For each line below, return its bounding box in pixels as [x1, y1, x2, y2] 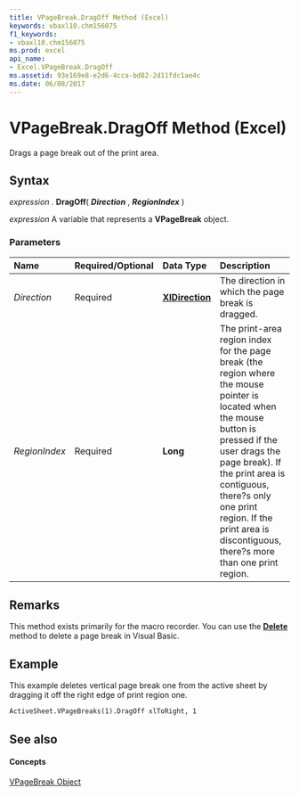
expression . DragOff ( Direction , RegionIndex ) [9, 197, 185, 208]
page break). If [219, 455, 282, 468]
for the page [219, 344, 271, 357]
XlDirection [162, 291, 212, 303]
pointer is [219, 389, 260, 401]
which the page [219, 285, 285, 298]
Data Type [162, 259, 207, 272]
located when [219, 400, 278, 413]
